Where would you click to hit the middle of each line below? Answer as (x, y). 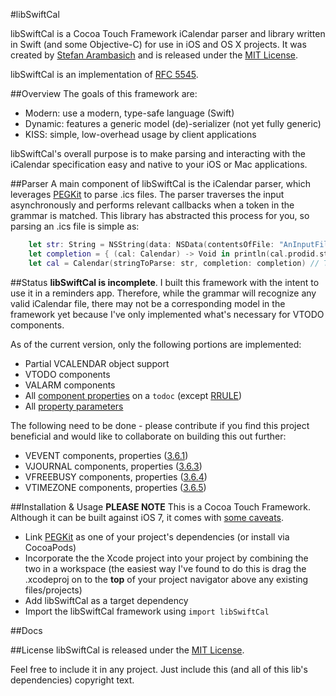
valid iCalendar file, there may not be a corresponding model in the (148, 303)
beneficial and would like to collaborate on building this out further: (148, 436)
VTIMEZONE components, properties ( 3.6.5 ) (115, 487)
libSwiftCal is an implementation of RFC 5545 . (104, 74)
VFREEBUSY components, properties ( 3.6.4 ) (116, 476)
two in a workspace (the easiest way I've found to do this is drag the (165, 568)
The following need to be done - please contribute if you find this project (160, 425)
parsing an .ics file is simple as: (75, 226)
